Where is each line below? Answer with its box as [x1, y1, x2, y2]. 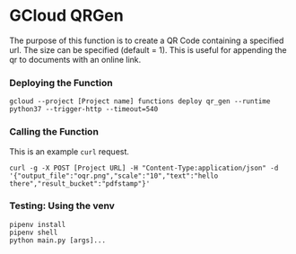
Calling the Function [9, 126, 99, 138]
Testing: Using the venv [9, 199, 115, 212]
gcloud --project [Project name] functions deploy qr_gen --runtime [9, 97, 271, 106]
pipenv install [9, 220, 66, 229]
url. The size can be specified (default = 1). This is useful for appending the [9, 44, 287, 55]
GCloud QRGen [9, 5, 124, 26]
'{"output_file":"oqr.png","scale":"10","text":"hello [9, 171, 219, 180]
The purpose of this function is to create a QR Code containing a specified [9, 35, 284, 46]
